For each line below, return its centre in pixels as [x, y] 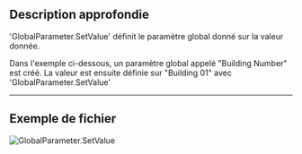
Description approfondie [80, 15]
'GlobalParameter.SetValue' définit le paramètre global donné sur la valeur [147, 36]
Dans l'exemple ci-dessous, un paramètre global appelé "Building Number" [148, 63]
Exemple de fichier [63, 119]
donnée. [25, 46]
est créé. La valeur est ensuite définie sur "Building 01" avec [120, 73]
